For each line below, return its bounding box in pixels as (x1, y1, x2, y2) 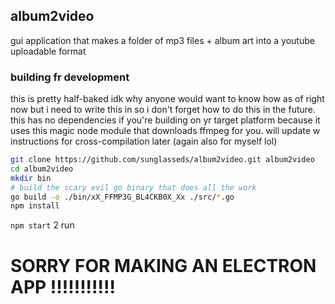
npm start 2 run (10, 219, 75, 231)
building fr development (10, 70, 130, 84)
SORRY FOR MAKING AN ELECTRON (10, 254, 317, 277)
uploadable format (10, 45, 87, 57)
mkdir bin (10, 173, 52, 183)
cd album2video (10, 164, 74, 174)
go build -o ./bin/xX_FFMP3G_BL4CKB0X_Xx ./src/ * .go (10, 192, 235, 202)
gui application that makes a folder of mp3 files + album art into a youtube (10, 34, 315, 46)
